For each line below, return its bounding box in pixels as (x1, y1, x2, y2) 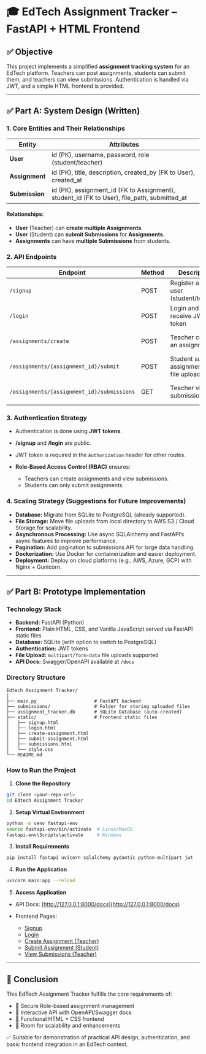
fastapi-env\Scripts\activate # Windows (6, 832, 122, 838)
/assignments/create (9, 338, 69, 345)
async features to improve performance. (15, 537, 118, 544)
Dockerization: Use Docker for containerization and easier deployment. (15, 550, 197, 557)
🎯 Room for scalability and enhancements (15, 1022, 121, 1029)
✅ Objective (6, 47, 53, 57)
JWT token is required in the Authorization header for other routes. (15, 452, 186, 459)
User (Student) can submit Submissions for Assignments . (15, 231, 165, 238)
